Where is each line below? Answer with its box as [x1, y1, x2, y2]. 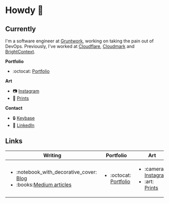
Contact [5, 105, 23, 111]
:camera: [144, 165, 165, 172]
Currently [5, 25, 36, 33]
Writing [43, 152, 62, 159]
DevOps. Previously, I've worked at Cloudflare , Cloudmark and [5, 43, 135, 49]
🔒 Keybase [12, 115, 35, 121]
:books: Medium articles [16, 181, 72, 188]
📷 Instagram [12, 88, 39, 94]
